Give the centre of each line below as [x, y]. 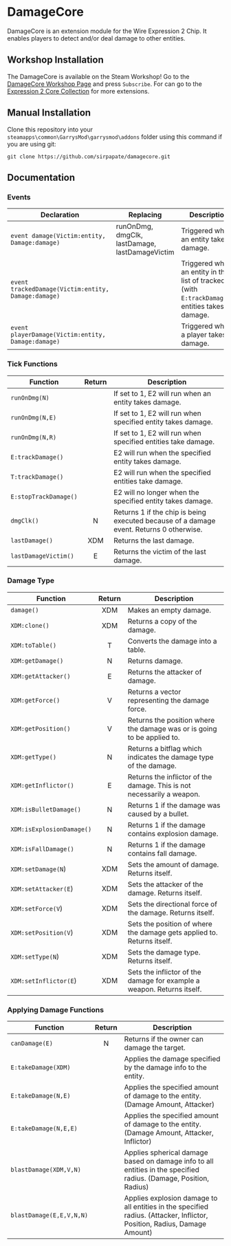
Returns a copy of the [162, 621]
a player [194, 335]
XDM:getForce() [35, 700]
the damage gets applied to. [173, 932]
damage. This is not [159, 785]
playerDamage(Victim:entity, [58, 335]
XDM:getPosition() [41, 729]
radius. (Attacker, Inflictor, [166, 1216]
